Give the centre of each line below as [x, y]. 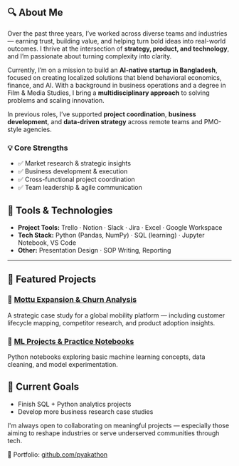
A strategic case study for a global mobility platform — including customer [116, 315]
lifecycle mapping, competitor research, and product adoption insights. [111, 323]
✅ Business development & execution [73, 171]
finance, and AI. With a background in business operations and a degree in [117, 85]
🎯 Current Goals [43, 387]
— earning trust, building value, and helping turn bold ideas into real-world [117, 41]
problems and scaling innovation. [56, 100]
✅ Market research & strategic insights [74, 163]
